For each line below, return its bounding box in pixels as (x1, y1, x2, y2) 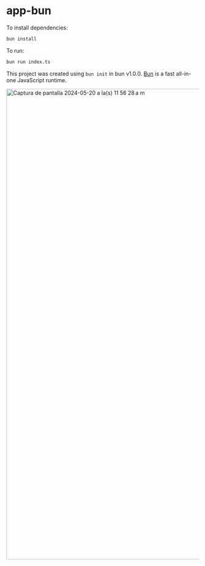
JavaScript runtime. (17, 76, 67, 83)
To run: (6, 47, 24, 54)
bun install (6, 36, 37, 42)
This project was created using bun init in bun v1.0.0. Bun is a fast (6, 70, 175, 77)
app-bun (6, 4, 52, 18)
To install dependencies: (6, 24, 69, 31)
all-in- (176, 70, 192, 77)
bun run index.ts (6, 59, 51, 65)
